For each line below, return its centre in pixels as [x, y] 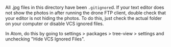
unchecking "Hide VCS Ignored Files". [45, 39]
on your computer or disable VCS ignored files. [55, 24]
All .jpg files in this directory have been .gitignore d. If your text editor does [85, 7]
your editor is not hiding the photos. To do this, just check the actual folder [84, 18]
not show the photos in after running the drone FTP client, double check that [86, 13]
